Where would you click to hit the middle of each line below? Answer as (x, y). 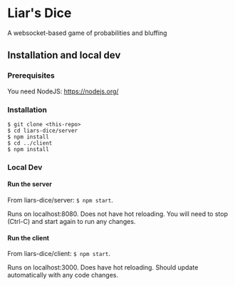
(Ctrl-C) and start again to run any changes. (72, 222)
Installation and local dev (64, 55)
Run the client (28, 238)
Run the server (30, 184)
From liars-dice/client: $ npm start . (59, 254)
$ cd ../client (30, 143)
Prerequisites (31, 76)
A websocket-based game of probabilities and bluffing (87, 33)
